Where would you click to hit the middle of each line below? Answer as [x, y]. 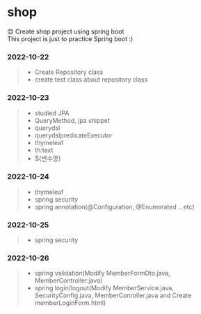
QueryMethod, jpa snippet [72, 120]
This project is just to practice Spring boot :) [70, 38]
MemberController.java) [69, 281]
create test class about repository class [91, 80]
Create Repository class [69, 72]
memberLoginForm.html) [70, 303]
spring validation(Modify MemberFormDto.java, [102, 274]
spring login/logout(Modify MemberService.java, [104, 288]
